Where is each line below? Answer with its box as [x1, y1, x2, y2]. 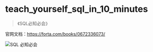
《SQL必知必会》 [17, 20, 50, 26]
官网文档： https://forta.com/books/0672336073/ [5, 31, 105, 37]
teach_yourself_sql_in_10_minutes [5, 3, 148, 15]
